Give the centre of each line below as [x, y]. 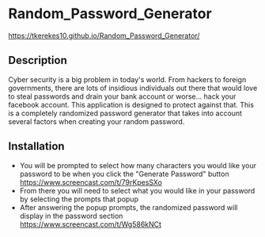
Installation [36, 147]
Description [38, 60]
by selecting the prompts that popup [79, 199]
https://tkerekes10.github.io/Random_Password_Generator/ [104, 36]
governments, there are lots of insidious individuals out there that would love [133, 88]
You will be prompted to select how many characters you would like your [138, 165]
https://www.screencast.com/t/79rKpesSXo [91, 182]
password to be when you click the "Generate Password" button [124, 174]
